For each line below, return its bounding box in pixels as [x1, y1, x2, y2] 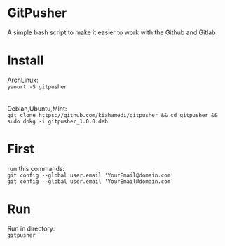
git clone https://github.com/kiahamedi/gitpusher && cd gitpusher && [7, 111, 218, 118]
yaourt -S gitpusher [7, 83, 68, 90]
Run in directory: [7, 224, 55, 233]
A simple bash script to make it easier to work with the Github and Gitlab [7, 28, 216, 36]
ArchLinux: [7, 76, 39, 84]
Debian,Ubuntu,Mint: [7, 104, 67, 113]
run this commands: [7, 164, 65, 172]
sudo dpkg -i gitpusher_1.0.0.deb [7, 118, 109, 125]
